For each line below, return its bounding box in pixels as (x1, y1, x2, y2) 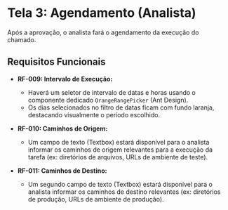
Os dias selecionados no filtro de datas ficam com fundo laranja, (27, 103, 215, 112)
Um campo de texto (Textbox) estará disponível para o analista (27, 138, 210, 146)
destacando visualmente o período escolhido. (27, 110, 160, 119)
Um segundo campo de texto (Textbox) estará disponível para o (27, 180, 213, 188)
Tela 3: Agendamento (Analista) (7, 5, 196, 21)
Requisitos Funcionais (7, 56, 107, 68)
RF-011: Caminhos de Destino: (17, 166, 107, 175)
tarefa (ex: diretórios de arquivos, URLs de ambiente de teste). (27, 152, 208, 161)
